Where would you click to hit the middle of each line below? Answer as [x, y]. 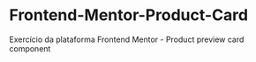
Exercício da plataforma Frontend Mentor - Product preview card [127, 39]
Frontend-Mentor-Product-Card [129, 15]
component [30, 48]
